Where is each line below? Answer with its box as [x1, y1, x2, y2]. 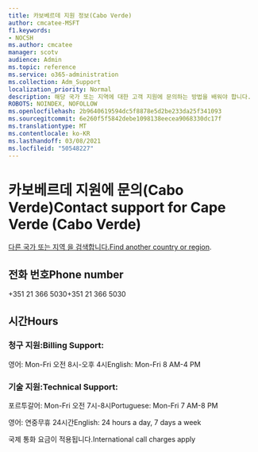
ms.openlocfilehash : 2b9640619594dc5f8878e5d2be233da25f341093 [8, 108, 222, 116]
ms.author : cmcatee [8, 41, 73, 49]
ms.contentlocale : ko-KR [8, 129, 90, 137]
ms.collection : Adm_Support [8, 78, 102, 86]
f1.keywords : [8, 26, 52, 34]
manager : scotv [8, 48, 59, 56]
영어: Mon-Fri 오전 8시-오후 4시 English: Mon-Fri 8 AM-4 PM [8, 359, 201, 369]
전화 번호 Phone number [8, 267, 124, 282]
